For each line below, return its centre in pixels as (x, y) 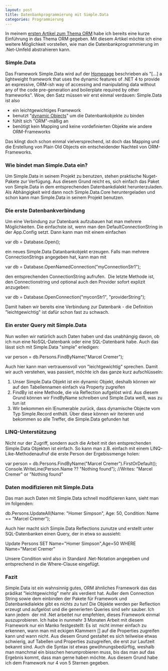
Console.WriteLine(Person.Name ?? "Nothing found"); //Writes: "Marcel (79, 468)
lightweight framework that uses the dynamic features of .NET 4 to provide (82, 79)
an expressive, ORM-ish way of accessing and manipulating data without (80, 84)
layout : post (19, 10)
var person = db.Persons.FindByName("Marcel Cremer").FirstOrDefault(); (81, 463)
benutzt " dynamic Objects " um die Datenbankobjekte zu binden (78, 115)
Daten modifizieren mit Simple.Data (49, 487)
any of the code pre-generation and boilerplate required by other (72, 90)
